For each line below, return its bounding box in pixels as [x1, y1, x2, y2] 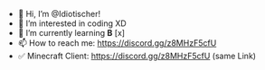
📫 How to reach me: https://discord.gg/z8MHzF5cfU [17, 38, 217, 48]
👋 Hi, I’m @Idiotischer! [17, 9, 101, 19]
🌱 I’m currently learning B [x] [17, 28, 125, 38]
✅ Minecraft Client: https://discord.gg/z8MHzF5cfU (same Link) [17, 50, 256, 61]
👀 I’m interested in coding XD [17, 18, 127, 29]
